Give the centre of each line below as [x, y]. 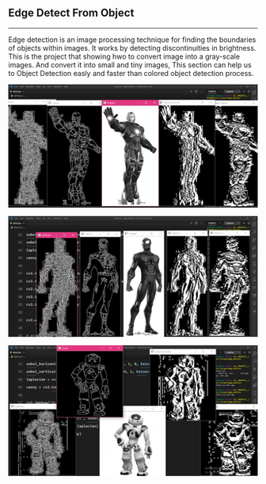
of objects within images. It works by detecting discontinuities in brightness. [132, 48]
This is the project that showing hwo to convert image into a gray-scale [124, 56]
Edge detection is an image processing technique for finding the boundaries [132, 40]
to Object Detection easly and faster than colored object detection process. [131, 73]
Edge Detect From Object [71, 13]
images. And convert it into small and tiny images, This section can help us [130, 65]
